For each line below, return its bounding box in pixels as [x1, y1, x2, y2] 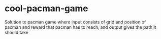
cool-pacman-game [4, 3, 88, 14]
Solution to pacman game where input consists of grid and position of [4, 19, 146, 25]
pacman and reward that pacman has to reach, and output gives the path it [4, 24, 156, 30]
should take [4, 29, 29, 35]
